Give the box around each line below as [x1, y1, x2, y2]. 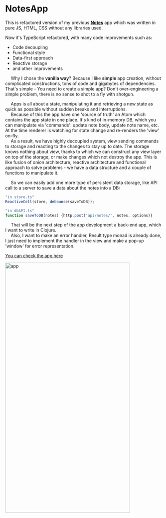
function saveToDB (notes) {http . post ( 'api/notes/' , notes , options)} [5, 213, 153, 218]
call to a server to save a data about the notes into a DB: [5, 184, 121, 190]
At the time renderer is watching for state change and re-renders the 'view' [5, 127, 160, 133]
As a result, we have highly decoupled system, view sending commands [10, 138, 159, 144]
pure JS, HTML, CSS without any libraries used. [5, 24, 103, 30]
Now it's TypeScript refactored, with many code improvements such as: [5, 34, 153, 40]
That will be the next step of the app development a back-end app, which [10, 222, 162, 228]
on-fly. [5, 132, 19, 138]
